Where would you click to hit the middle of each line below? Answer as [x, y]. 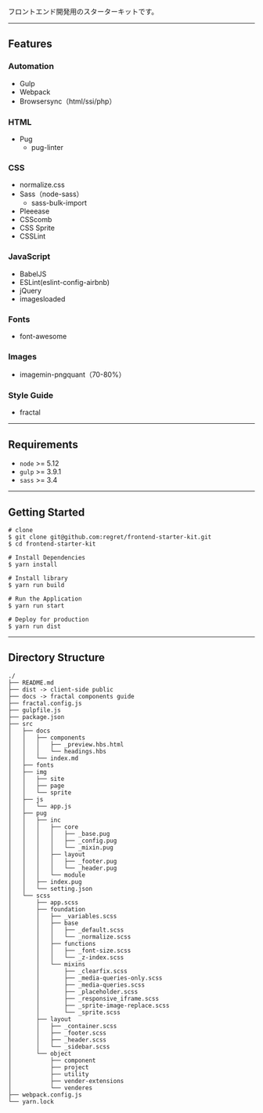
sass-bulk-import [59, 203]
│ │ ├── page [36, 786]
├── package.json [36, 717]
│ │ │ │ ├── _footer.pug [63, 861]
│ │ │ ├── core [43, 827]
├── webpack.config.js [45, 1095]
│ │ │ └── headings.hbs [58, 751]
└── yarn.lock [31, 1101]
